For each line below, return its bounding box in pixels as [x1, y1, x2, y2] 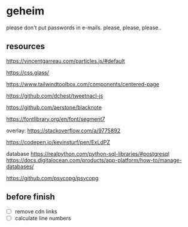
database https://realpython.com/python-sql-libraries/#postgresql [6, 150, 169, 157]
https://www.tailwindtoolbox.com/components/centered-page [6, 80, 160, 87]
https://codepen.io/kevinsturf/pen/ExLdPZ [6, 138, 111, 146]
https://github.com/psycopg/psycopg [6, 174, 99, 181]
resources [6, 41, 45, 52]
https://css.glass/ [6, 69, 49, 76]
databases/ [6, 163, 34, 170]
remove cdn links [14, 208, 57, 215]
